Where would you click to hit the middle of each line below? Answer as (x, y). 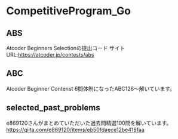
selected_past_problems (53, 108)
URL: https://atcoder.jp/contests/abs (50, 55)
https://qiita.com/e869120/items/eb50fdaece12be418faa (75, 129)
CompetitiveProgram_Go (69, 11)
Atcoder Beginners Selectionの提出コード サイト (66, 48)
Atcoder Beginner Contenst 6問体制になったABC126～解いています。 (90, 88)
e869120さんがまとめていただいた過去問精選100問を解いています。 (89, 123)
